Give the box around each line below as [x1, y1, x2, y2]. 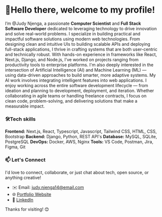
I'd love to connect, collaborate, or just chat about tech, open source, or [5, 169, 149, 175]
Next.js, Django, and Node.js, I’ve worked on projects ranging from [5, 56, 139, 62]
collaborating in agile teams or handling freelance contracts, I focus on [5, 92, 147, 99]
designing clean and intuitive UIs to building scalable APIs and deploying [5, 41, 151, 47]
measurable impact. [5, 103, 45, 109]
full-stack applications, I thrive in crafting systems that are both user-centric [5, 46, 158, 52]
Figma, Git [5, 144, 26, 150]
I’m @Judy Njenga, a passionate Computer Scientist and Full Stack [5, 20, 141, 26]
